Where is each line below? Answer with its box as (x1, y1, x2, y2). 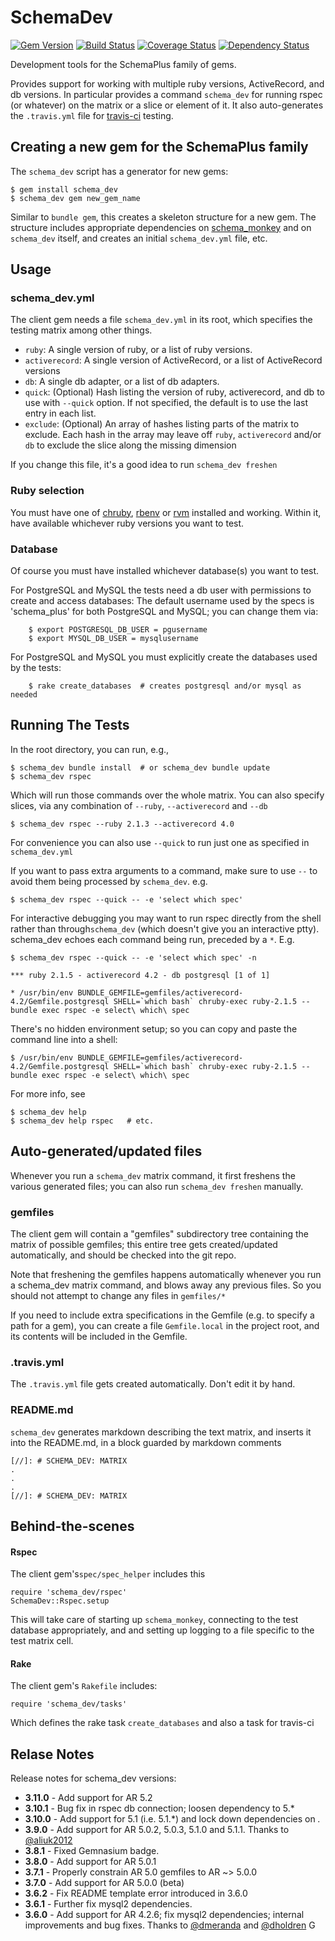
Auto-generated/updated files (10, 1143, 203, 1160)
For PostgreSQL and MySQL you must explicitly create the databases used (10, 651, 318, 663)
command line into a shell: (10, 1033, 118, 1045)
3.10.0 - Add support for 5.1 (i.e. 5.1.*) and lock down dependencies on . (24, 1813, 321, 1825)
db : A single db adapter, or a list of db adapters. (24, 376, 220, 388)
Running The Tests (10, 717, 130, 734)
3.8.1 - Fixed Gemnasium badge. (24, 1845, 160, 1857)
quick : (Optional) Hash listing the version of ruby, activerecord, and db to (24, 386, 325, 398)
